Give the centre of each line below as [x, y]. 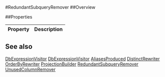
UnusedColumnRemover [31, 69]
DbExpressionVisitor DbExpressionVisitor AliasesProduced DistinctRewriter [82, 58]
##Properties [19, 17]
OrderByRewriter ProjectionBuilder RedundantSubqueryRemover [72, 64]
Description [49, 29]
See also [19, 47]
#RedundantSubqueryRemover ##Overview [50, 7]
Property [19, 29]
